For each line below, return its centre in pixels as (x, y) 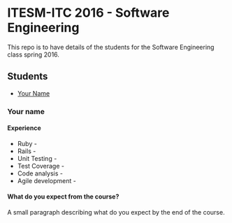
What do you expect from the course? (63, 196)
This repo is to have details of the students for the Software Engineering (111, 47)
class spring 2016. (33, 55)
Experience (24, 128)
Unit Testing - (37, 158)
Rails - (27, 151)
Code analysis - (40, 173)
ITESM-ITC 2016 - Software (88, 13)
